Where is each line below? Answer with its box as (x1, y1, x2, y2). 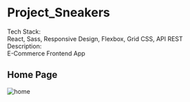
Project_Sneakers (7, 5, 110, 21)
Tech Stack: (7, 27, 41, 36)
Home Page (7, 69, 58, 81)
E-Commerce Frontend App (7, 49, 86, 58)
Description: (7, 42, 42, 50)
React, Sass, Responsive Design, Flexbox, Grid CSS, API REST (7, 34, 184, 42)
